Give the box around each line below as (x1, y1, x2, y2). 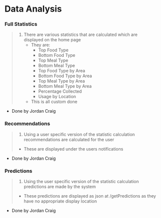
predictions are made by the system (23, 184, 96, 190)
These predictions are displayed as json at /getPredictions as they (23, 193, 156, 199)
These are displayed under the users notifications (23, 146, 124, 151)
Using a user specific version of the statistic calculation (23, 131, 135, 137)
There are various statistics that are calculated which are (23, 32, 138, 37)
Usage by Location (38, 94, 76, 100)
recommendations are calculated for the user (23, 136, 115, 142)
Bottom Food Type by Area (38, 73, 92, 79)
